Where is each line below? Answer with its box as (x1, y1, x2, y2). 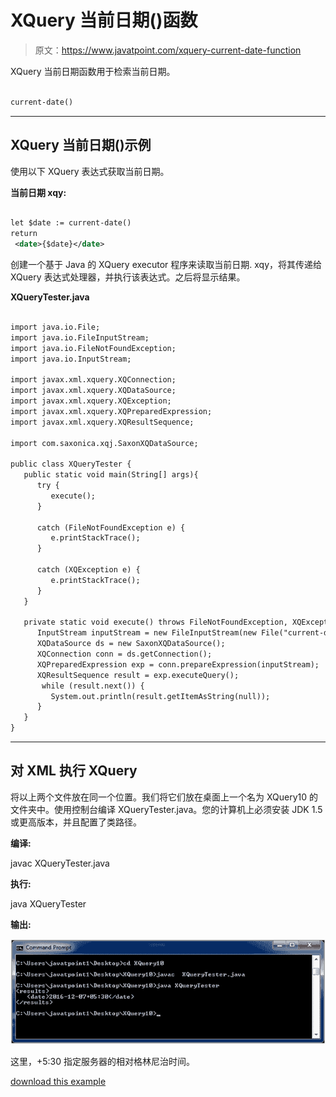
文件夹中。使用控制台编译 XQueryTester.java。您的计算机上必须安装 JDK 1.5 (10, 803, 323, 815)
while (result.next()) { (41, 681, 145, 691)
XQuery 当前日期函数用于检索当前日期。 (10, 65, 176, 77)
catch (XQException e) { (36, 565, 141, 575)
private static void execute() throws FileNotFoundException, (23, 617, 288, 628)
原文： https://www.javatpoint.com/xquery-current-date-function (34, 44, 302, 56)
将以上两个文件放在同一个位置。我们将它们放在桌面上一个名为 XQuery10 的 (10, 791, 318, 803)
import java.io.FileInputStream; (10, 332, 150, 343)
